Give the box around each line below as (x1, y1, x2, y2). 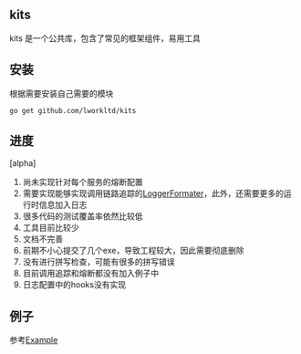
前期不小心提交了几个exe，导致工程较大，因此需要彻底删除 (22, 245, 244, 256)
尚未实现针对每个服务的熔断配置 (22, 177, 143, 188)
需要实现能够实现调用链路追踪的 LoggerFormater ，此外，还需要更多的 (22, 188, 285, 199)
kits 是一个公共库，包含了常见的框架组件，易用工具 (9, 32, 201, 44)
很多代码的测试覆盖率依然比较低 (22, 211, 143, 222)
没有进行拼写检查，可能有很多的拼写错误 (22, 256, 175, 267)
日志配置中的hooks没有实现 (22, 279, 126, 290)
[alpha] (9, 158, 36, 169)
